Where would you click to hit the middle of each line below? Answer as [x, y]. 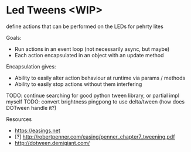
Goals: [14, 37]
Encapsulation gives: [31, 66]
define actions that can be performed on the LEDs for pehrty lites [85, 26]
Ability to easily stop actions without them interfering [78, 84]
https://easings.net [37, 130]
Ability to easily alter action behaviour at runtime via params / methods [100, 78]
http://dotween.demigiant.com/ [52, 143]
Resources [19, 119]
